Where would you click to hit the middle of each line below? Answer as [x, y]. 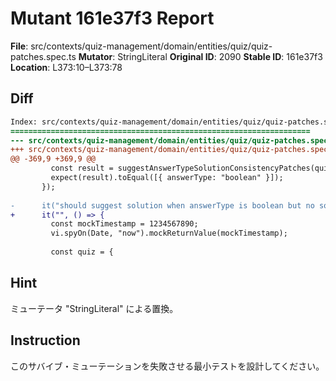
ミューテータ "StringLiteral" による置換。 [94, 308]
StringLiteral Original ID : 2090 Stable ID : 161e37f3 [220, 56]
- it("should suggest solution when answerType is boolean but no [162, 205]
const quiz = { [82, 252]
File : [19, 46]
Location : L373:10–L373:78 [66, 67]
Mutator [95, 56]
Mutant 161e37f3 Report [112, 18]
